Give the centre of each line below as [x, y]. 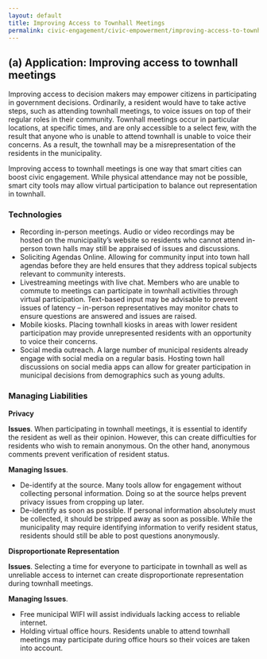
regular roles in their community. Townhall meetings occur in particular [124, 119]
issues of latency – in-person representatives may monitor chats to [129, 308]
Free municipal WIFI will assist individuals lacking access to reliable [130, 614]
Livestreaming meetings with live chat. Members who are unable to [130, 282]
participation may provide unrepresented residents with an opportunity [135, 333]
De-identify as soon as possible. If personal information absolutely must [137, 510]
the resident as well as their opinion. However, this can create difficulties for [132, 437]
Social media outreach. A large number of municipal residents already [134, 350]
